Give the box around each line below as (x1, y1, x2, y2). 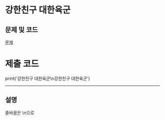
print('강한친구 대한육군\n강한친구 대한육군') (5, 75, 90, 81)
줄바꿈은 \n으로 (5, 110, 34, 116)
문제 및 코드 (5, 25, 38, 34)
